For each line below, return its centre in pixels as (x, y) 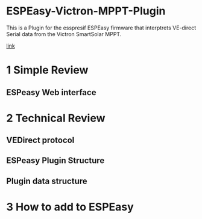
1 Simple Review (47, 70)
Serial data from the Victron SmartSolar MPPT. (64, 34)
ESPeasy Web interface (51, 92)
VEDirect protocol (40, 140)
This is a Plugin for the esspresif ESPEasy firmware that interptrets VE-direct (101, 28)
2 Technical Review (56, 118)
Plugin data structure (47, 181)
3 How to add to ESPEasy (70, 207)
